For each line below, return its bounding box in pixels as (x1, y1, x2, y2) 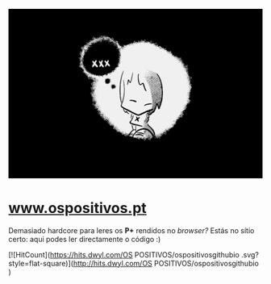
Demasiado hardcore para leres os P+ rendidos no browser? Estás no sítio (8, 225, 255, 235)
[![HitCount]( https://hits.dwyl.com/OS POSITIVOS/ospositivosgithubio (8, 249, 240, 259)
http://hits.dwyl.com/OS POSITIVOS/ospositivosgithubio (73, 258, 260, 268)
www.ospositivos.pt (8, 198, 147, 217)
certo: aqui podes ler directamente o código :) (8, 234, 161, 244)
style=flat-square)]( (8, 258, 74, 268)
